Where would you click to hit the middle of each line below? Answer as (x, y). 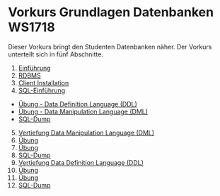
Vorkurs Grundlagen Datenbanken (111, 12)
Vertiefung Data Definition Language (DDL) (81, 162)
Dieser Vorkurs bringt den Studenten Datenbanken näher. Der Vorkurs (110, 47)
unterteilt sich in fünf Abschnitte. (56, 54)
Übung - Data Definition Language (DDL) (77, 104)
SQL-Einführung (42, 90)
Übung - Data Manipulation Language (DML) (83, 111)
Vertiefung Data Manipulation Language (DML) (86, 133)
